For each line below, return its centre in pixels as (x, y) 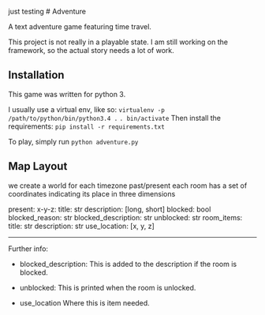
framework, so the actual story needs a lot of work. (91, 50)
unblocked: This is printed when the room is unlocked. (108, 287)
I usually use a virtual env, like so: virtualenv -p (87, 109)
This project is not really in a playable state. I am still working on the (118, 42)
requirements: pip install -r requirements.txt (87, 126)
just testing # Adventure (47, 11)
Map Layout (38, 166)
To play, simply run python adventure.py (73, 141)
